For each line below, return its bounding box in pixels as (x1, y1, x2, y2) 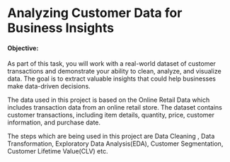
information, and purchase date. (7, 118, 101, 127)
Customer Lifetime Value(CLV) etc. (7, 147, 108, 156)
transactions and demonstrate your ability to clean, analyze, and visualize (7, 67, 222, 76)
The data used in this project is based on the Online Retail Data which (7, 96, 210, 104)
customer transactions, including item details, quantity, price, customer (7, 111, 214, 120)
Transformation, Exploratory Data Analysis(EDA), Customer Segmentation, (7, 139, 224, 148)
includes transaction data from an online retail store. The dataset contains (7, 103, 223, 112)
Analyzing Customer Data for (7, 5, 183, 21)
